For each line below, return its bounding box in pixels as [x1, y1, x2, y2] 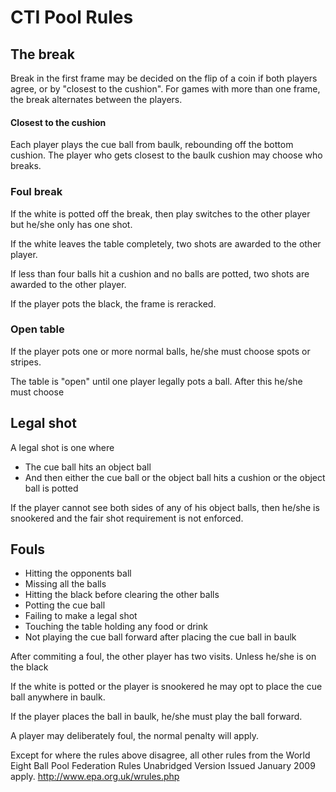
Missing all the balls [24, 578, 107, 590]
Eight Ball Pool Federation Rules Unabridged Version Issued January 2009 [10, 760, 316, 772]
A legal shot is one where [10, 441, 115, 453]
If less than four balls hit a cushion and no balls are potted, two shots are [10, 267, 310, 280]
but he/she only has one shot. [10, 218, 133, 230]
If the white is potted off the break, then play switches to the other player [10, 207, 311, 220]
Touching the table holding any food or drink [24, 621, 208, 633]
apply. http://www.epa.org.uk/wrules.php [10, 771, 180, 783]
